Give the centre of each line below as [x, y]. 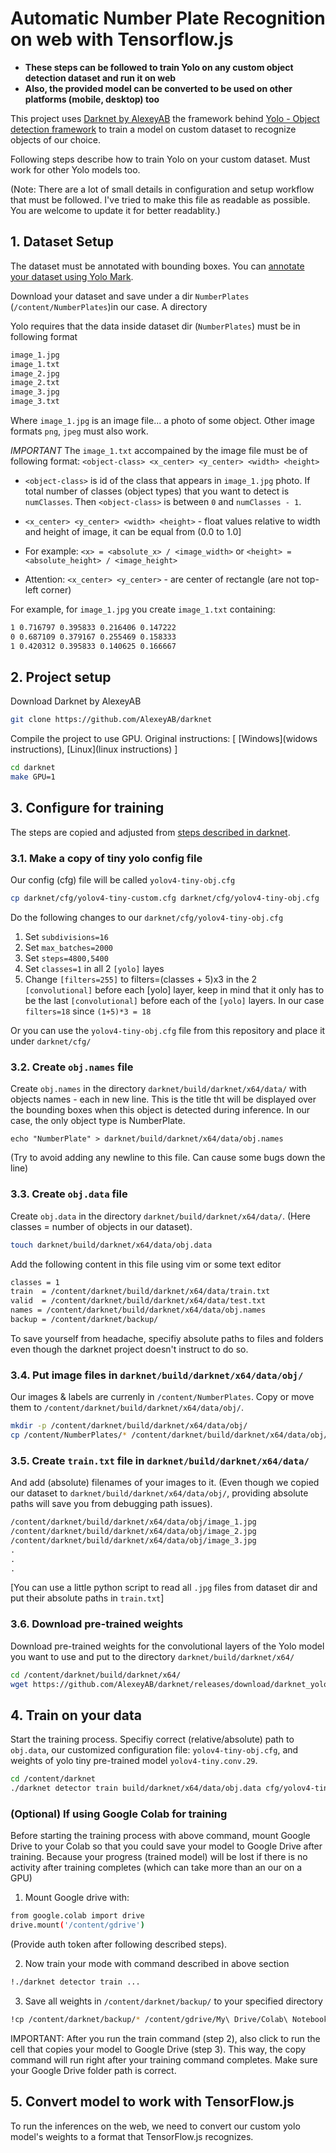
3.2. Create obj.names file [72, 1067]
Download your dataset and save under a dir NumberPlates [130, 296]
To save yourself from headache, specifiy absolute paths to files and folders [167, 1338]
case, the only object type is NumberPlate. [98, 1121]
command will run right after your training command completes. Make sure [164, 2059]
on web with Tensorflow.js [122, 39]
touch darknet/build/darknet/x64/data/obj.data [111, 1245]
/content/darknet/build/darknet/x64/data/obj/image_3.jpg [133, 1540]
